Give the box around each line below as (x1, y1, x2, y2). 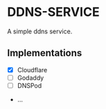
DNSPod (17, 81, 42, 90)
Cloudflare (17, 65, 48, 74)
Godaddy (17, 74, 44, 82)
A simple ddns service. (7, 27, 73, 35)
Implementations (7, 47, 82, 59)
